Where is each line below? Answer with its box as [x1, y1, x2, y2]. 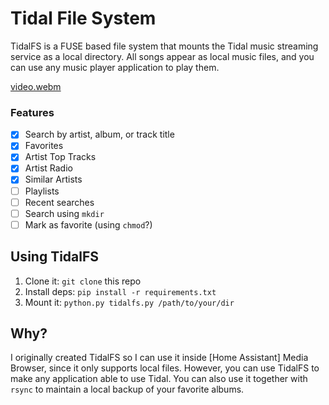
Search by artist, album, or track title [24, 128, 175, 141]
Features [10, 105, 55, 119]
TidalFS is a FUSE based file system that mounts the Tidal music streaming [10, 40, 319, 52]
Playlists [24, 185, 60, 197]
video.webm [10, 80, 62, 92]
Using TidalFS [10, 248, 100, 266]
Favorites [24, 140, 64, 152]
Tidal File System [10, 7, 157, 30]
